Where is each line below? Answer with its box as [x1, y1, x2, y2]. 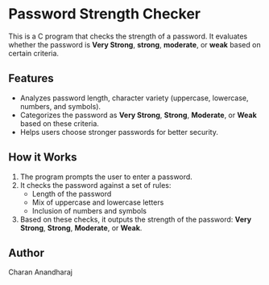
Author [8, 246, 44, 259]
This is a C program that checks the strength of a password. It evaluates [8, 31, 248, 41]
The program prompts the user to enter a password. [19, 172, 193, 181]
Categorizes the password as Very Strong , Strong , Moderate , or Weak [19, 110, 258, 120]
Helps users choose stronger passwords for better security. [19, 127, 219, 136]
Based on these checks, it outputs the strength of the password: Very [19, 214, 252, 224]
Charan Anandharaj [8, 267, 73, 277]
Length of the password [31, 189, 112, 198]
